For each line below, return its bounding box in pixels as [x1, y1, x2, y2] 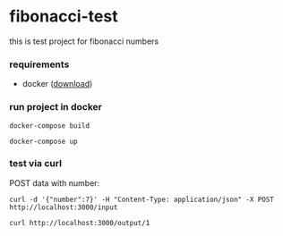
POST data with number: [9, 177, 100, 189]
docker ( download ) [21, 79, 93, 89]
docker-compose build [9, 121, 90, 131]
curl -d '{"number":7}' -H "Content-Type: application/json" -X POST [9, 195, 275, 204]
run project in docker [9, 101, 103, 114]
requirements [9, 58, 70, 71]
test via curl [9, 157, 63, 170]
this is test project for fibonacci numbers [9, 36, 159, 46]
